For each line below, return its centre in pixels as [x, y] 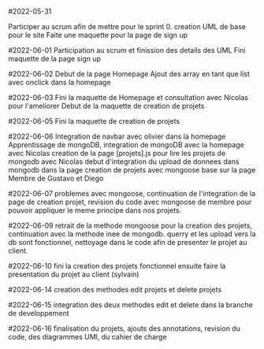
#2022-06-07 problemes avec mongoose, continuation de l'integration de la [132, 193]
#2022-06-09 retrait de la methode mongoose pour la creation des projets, [130, 225]
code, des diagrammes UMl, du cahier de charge [87, 337]
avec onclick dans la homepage [60, 82]
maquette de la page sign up [54, 59]
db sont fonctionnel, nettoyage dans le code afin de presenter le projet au [128, 242]
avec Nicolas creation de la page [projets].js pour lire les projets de [117, 153]
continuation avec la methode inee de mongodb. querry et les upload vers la [132, 234]
